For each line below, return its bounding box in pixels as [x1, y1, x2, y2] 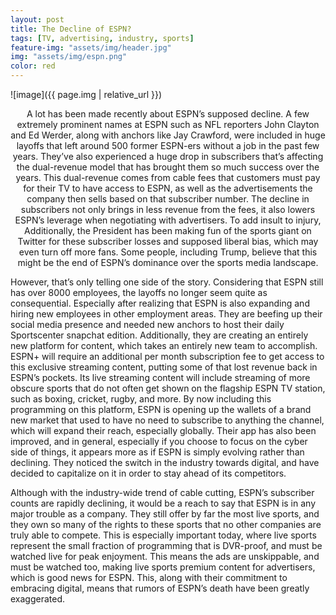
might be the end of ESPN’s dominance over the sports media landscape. [17, 257, 319, 268]
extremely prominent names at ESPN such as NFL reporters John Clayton [16, 119, 320, 130]
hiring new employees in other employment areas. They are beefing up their [10, 308, 323, 320]
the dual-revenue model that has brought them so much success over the [16, 161, 320, 173]
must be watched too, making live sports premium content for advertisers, [10, 561, 316, 573]
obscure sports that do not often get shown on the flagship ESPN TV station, [10, 382, 326, 394]
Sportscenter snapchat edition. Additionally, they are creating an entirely [10, 329, 309, 341]
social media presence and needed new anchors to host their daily [10, 319, 285, 330]
